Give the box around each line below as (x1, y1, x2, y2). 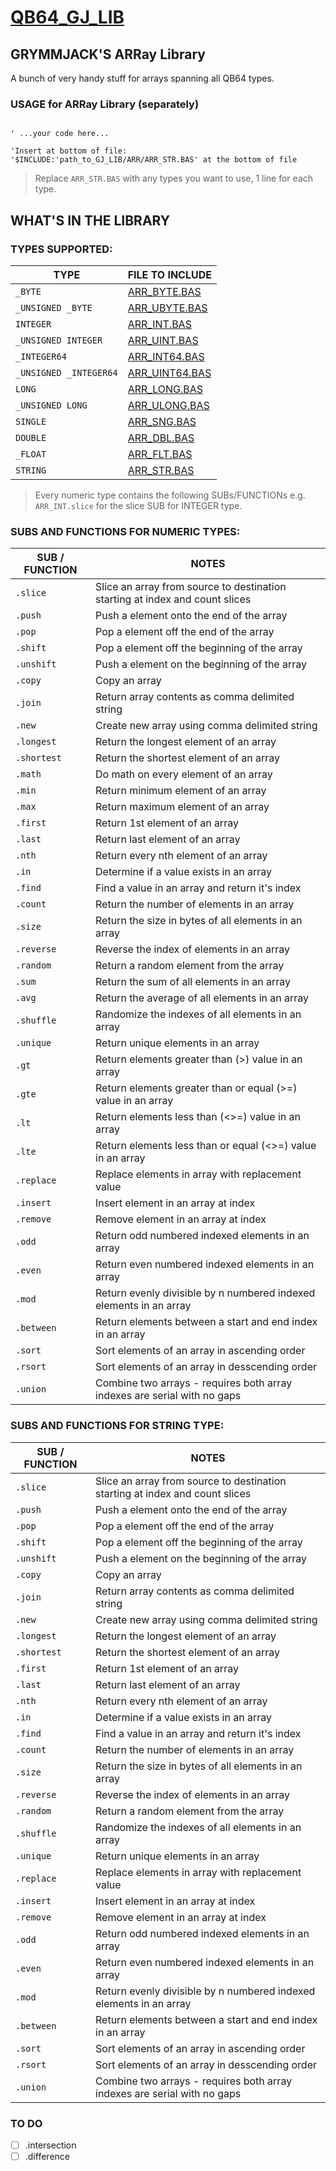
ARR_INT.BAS (127, 317, 192, 331)
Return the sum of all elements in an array (95, 975, 292, 989)
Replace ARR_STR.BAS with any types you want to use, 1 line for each (34, 172, 314, 185)
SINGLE (15, 416, 47, 427)
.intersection (24, 2139, 77, 2151)
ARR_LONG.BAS (127, 382, 204, 396)
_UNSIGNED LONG (15, 399, 88, 411)
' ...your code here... (10, 129, 110, 139)
